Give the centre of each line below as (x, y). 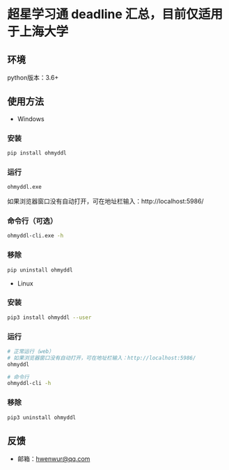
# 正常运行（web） (31, 351)
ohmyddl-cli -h (29, 384)
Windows (31, 118)
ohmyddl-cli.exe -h (35, 236)
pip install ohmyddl (37, 153)
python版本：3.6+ (33, 78)
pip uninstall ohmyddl (40, 270)
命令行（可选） (32, 221)
